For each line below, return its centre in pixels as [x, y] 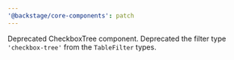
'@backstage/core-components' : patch [71, 16]
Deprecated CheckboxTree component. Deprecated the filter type [117, 38]
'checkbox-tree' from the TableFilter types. [82, 47]
